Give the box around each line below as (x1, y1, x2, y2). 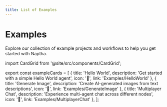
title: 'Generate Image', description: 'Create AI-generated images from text (5, 80, 158, 86)
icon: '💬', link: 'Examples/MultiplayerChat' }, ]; (5, 96, 99, 102)
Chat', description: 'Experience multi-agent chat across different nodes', (5, 91, 154, 97)
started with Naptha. (5, 50, 47, 56)
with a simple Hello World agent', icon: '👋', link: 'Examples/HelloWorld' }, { (5, 75, 156, 81)
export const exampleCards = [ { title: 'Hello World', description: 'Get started (5, 70, 162, 76)
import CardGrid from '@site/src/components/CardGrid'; (5, 60, 121, 66)
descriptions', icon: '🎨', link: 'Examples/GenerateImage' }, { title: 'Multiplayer (5, 86, 161, 92)
